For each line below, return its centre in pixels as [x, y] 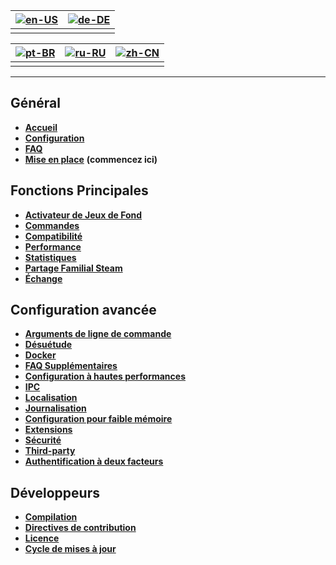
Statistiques [50, 257]
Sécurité [43, 440]
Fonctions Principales [79, 190]
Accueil [41, 127]
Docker [40, 355]
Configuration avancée [83, 310]
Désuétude [48, 345]
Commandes [52, 225]
